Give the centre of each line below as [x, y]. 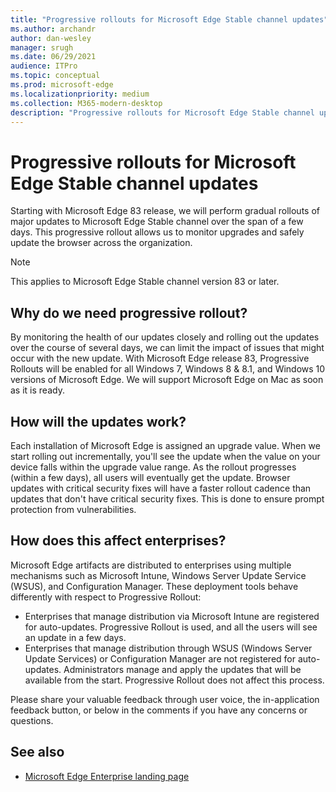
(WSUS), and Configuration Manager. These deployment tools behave [154, 586]
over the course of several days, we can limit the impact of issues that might [167, 348]
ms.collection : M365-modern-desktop [86, 103]
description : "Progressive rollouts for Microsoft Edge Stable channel [162, 112]
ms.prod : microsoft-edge [62, 85]
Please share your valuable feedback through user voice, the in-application [165, 699]
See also [37, 752]
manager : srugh [42, 47]
